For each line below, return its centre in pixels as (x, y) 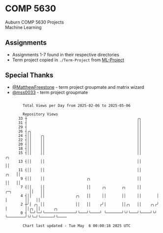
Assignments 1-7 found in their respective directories (66, 54)
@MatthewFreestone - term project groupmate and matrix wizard (78, 87)
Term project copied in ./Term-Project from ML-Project (68, 60)
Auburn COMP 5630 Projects (35, 22)
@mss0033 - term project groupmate (50, 92)
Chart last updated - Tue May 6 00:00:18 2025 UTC (77, 226)
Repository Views (40, 114)
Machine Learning (23, 27)
